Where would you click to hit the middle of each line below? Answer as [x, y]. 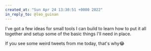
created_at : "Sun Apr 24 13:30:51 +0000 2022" [54, 10]
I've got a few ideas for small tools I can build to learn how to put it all [76, 28]
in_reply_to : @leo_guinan [32, 14]
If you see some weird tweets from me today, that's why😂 [65, 43]
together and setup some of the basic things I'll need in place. [68, 34]
